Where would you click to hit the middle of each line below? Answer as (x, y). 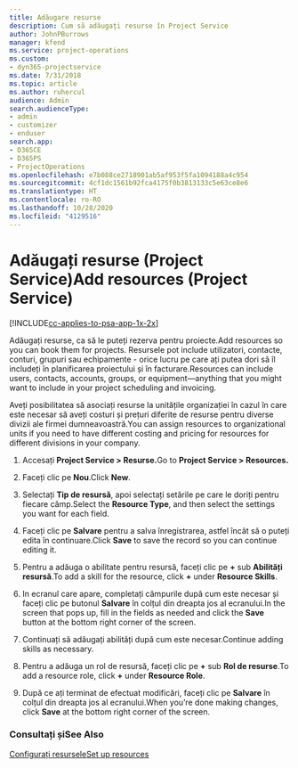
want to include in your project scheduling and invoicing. (113, 388)
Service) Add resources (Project (129, 279)
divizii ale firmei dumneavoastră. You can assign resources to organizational (148, 423)
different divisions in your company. (75, 443)
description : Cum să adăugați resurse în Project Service (119, 26)
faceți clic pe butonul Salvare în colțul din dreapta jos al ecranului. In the (153, 603)
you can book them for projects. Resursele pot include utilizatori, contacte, (146, 349)
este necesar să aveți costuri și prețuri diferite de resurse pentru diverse (141, 414)
